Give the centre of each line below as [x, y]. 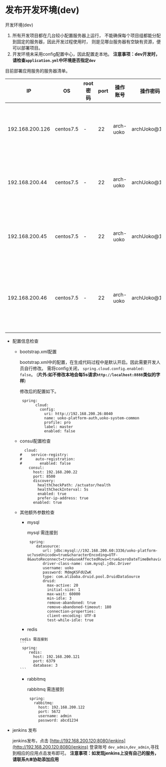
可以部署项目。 [27, 48]
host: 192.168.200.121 [56, 657]
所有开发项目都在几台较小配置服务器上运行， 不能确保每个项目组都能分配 [86, 35]
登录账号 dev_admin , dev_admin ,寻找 [124, 747]
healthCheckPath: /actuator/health [74, 485]
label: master [59, 427]
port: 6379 [44, 661]
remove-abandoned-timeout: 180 [79, 607]
